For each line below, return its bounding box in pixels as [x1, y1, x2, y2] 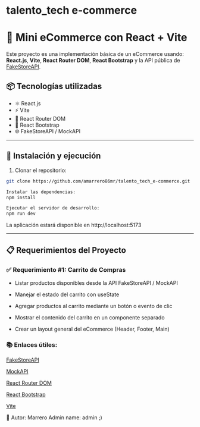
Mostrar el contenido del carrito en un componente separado [14, 313, 165, 321]
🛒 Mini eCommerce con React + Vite [6, 31, 187, 45]
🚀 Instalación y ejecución [6, 151, 101, 161]
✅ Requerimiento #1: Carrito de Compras [6, 266, 126, 274]
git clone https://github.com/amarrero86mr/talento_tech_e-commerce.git [6, 178, 190, 184]
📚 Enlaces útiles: [6, 340, 58, 348]
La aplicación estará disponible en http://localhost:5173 [6, 221, 142, 229]
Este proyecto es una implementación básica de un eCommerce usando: [6, 51, 185, 58]
